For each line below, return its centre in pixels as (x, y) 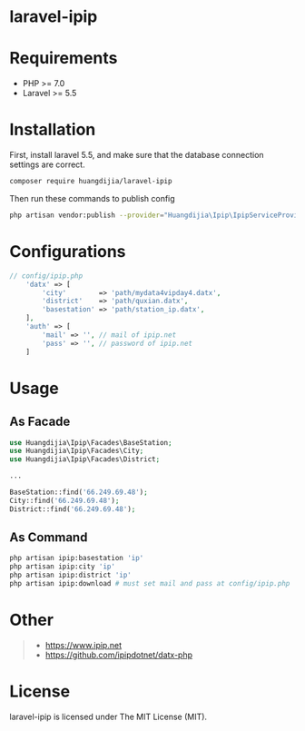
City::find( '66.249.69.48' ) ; (64, 500)
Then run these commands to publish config (92, 198)
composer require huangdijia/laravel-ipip (91, 182)
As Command (49, 538)
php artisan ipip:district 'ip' (70, 575)
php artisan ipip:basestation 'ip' (77, 558)
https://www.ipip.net (84, 645)
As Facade (40, 422)
